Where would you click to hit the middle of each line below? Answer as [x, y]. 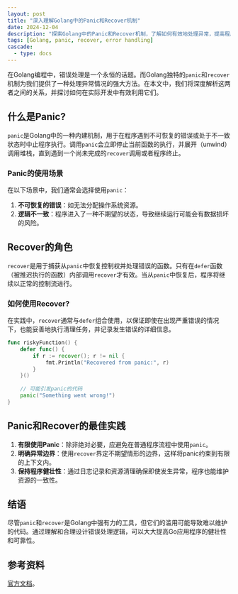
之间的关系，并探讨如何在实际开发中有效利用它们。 [88, 92]
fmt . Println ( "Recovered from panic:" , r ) [107, 363]
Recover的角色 [40, 247]
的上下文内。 [36, 462]
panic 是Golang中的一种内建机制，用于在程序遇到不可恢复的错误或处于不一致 [119, 135]
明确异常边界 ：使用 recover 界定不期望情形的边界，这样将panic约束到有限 [124, 453]
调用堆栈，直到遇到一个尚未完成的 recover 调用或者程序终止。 [96, 153]
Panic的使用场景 [35, 173]
